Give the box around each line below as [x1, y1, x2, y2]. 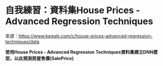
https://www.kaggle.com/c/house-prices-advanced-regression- [18, 33, 153, 39]
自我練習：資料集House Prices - [5, 5, 141, 16]
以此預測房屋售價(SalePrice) [14, 55, 74, 61]
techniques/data [5, 38, 40, 44]
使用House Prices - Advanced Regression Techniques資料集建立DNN [5, 49, 153, 55]
